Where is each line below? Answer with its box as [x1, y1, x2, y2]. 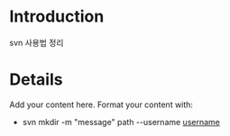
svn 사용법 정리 [9, 37, 64, 48]
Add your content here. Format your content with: [9, 99, 194, 110]
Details [9, 69, 63, 90]
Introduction [9, 6, 105, 27]
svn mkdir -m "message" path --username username [22, 116, 221, 127]
